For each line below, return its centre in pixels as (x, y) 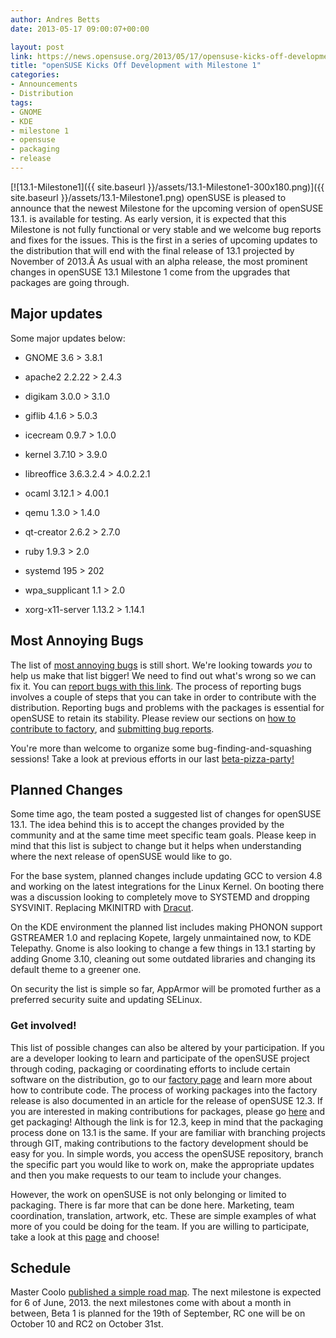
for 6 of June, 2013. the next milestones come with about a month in (151, 1303)
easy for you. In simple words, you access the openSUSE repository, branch (167, 1153)
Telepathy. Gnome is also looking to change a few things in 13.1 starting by (163, 948)
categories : (35, 75)
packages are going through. (70, 282)
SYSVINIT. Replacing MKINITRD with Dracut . (102, 908)
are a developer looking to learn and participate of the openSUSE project (160, 1058)
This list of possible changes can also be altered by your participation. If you (167, 1047)
